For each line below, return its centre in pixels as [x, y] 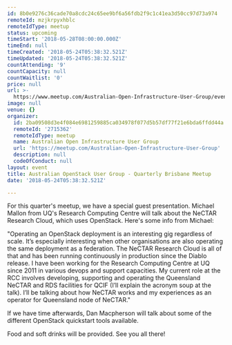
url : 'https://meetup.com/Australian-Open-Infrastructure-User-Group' [117, 148]
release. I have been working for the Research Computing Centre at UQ [109, 264]
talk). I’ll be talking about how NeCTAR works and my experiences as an [109, 293]
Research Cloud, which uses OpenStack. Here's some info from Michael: [110, 221]
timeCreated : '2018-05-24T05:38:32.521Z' [68, 52]
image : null [24, 103]
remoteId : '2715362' [43, 129]
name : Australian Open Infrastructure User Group [86, 142]
